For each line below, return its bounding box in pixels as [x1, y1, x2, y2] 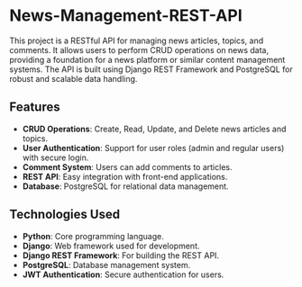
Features [9, 100, 60, 115]
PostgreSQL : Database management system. [22, 259, 191, 270]
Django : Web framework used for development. [22, 240, 200, 251]
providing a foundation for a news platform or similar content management [9, 54, 286, 65]
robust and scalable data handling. [9, 73, 138, 84]
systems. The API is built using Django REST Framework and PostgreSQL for [9, 64, 293, 75]
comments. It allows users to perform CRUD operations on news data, [9, 44, 269, 55]
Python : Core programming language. [22, 230, 164, 241]
